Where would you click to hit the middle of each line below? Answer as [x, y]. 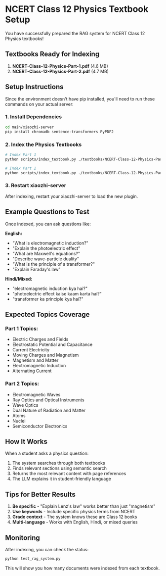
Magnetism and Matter [35, 360]
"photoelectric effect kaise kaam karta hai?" [57, 293]
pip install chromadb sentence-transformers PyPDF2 [59, 132]
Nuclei [19, 421]
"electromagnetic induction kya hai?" [50, 288]
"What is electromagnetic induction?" [50, 243]
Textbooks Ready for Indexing [52, 54]
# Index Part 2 [21, 168]
